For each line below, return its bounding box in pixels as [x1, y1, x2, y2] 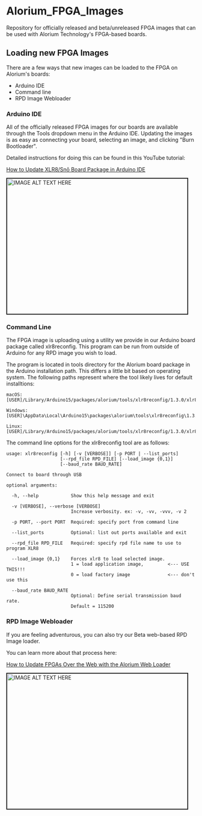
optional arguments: [6, 482, 58, 488]
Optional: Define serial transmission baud [70, 593, 182, 599]
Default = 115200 [70, 603, 114, 610]
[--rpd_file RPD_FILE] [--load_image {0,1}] [60, 456, 173, 462]
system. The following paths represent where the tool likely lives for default [6, 374, 193, 381]
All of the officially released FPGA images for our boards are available [6, 123, 179, 130]
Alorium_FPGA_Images [6, 4, 124, 18]
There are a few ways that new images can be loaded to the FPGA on [6, 64, 178, 71]
